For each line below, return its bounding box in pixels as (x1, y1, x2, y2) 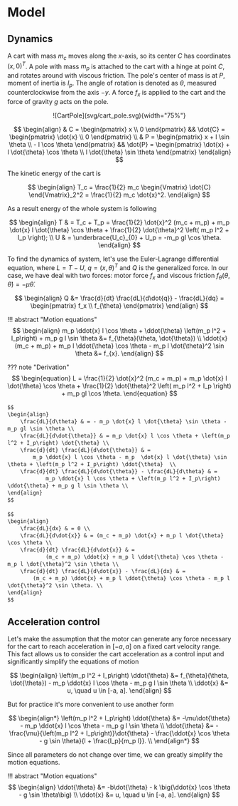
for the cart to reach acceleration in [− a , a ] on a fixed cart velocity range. (7, 642, 222, 651)
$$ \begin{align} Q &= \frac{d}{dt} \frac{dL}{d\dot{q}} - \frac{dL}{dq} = (14, 294, 225, 303)
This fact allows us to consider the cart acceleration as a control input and (7, 650, 225, 658)
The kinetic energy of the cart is (7, 169, 102, 177)
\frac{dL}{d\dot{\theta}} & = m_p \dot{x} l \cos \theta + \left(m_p (20, 433, 231, 440)
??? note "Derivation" (7, 363, 70, 371)
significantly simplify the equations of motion (7, 657, 139, 666)
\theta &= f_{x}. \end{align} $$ (75, 349, 164, 358)
